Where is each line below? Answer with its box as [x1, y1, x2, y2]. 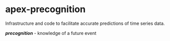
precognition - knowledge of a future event [5, 30, 96, 36]
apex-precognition [5, 4, 86, 15]
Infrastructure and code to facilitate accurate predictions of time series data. [5, 20, 165, 26]
